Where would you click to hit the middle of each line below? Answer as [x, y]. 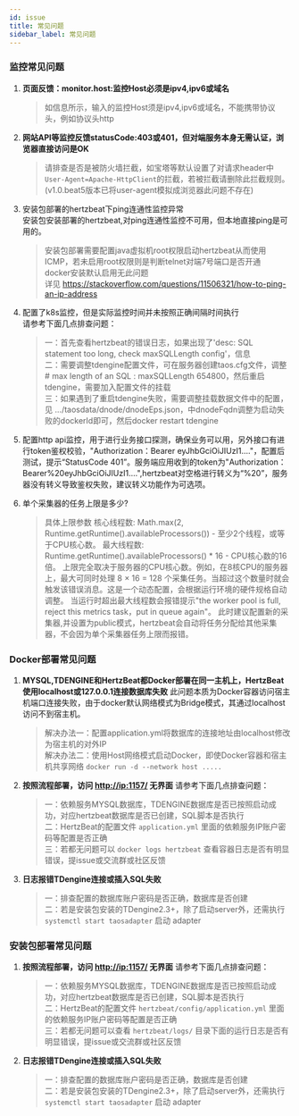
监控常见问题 [37, 67]
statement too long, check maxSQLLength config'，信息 [148, 353]
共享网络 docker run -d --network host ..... [137, 766]
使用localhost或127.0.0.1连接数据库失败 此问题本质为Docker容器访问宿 [152, 691]
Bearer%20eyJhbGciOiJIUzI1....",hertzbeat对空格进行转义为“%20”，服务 [155, 473]
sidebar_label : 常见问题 [53, 34]
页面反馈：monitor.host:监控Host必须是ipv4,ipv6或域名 [125, 88]
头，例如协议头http [79, 118]
